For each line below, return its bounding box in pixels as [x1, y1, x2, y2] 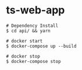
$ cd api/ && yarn [6, 27, 51, 34]
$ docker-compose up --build [6, 43, 77, 49]
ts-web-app [6, 3, 65, 17]
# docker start [6, 38, 43, 44]
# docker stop [6, 53, 41, 59]
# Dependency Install [6, 23, 59, 29]
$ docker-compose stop [6, 58, 61, 64]
